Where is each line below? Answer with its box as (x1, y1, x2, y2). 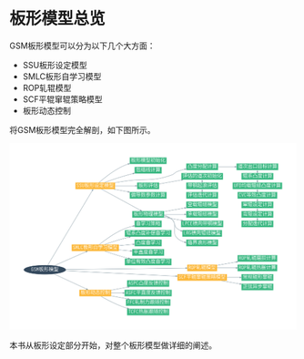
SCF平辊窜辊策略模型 (22, 93, 103, 105)
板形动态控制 (22, 105, 71, 116)
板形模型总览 (9, 8, 106, 29)
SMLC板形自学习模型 (22, 70, 102, 82)
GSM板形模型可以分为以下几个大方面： (9, 40, 157, 51)
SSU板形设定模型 (22, 59, 88, 70)
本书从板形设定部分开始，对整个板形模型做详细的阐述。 (9, 340, 217, 351)
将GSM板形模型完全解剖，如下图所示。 (9, 124, 157, 135)
